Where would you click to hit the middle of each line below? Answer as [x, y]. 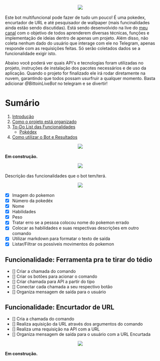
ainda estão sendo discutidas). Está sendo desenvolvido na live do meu [76, 28]
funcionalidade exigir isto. [31, 54]
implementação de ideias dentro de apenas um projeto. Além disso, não [77, 38]
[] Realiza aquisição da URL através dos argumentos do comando [77, 324]
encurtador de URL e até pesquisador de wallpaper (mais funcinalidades [77, 23]
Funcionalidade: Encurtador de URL [60, 307]
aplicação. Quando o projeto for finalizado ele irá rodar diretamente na [75, 73]
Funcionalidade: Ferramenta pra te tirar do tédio [79, 259]
